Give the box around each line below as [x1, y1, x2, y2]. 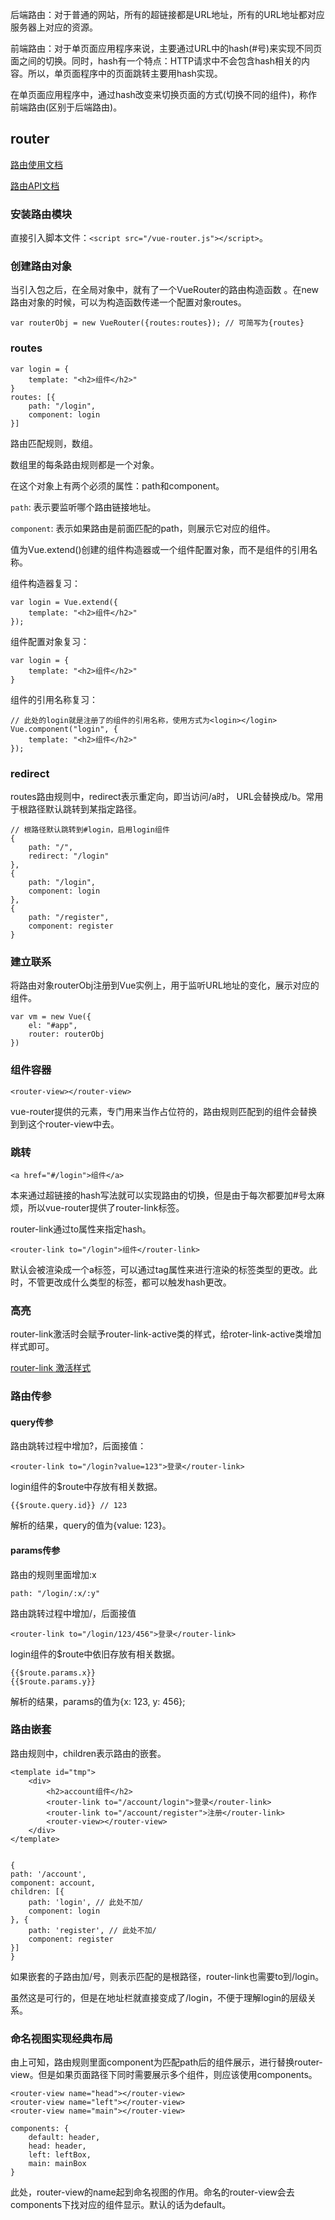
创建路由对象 [10, 259, 73, 273]
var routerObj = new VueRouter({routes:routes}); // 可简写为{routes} [10, 318, 305, 328]
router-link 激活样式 [10, 1362, 92, 1374]
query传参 [10, 1416, 54, 1428]
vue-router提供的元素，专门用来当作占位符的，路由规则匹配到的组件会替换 [10, 1105, 318, 1117]
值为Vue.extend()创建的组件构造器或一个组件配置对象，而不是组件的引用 [10, 543, 310, 555]
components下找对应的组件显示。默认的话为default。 [10, 2199, 232, 2211]
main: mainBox [28, 2159, 87, 2169]
